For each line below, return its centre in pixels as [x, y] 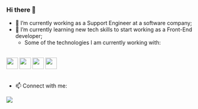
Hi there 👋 [21, 10]
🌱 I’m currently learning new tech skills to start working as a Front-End [104, 29]
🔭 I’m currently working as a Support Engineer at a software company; [104, 23]
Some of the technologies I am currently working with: [93, 43]
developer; [29, 36]
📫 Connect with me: [41, 86]
